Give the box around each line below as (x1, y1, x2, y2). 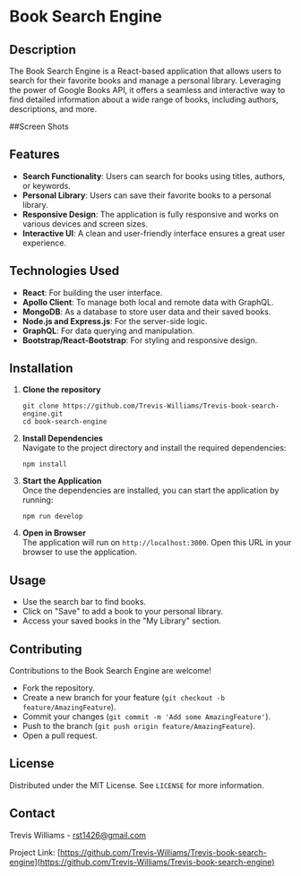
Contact (9, 806, 56, 821)
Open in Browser (21, 528, 87, 538)
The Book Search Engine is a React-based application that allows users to (9, 65, 282, 76)
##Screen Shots (9, 121, 69, 132)
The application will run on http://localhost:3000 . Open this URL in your (21, 537, 292, 548)
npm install (21, 459, 67, 469)
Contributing (9, 641, 82, 657)
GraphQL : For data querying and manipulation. (21, 325, 195, 336)
